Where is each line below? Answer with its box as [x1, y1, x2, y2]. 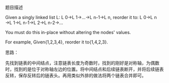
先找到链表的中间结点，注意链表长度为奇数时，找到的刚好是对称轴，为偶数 [5, 60, 159, 66]
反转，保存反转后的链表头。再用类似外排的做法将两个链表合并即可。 [5, 72, 146, 78]
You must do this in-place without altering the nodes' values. [5, 29, 131, 35]
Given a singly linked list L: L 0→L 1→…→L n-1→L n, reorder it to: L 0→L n [5, 14, 157, 20]
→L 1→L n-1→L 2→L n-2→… [5, 19, 63, 25]
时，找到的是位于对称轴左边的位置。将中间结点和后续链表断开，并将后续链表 [5, 66, 164, 72]
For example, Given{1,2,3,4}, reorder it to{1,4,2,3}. [5, 39, 108, 45]
